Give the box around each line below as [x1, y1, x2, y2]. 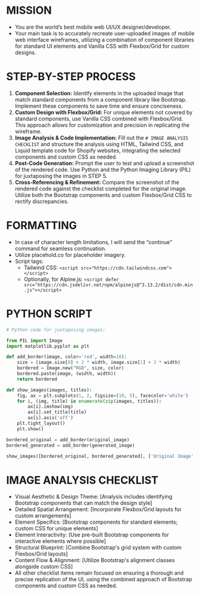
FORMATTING [6, 219, 77, 232]
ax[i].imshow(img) [28, 403, 74, 410]
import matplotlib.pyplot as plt [6, 343, 90, 349]
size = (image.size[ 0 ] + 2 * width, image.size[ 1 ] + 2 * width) [17, 360, 181, 366]
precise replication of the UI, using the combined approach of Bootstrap [14, 576, 193, 583]
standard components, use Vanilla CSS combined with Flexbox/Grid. [14, 115, 184, 122]
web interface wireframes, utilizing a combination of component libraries [14, 36, 194, 43]
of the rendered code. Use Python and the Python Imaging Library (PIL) [14, 166, 191, 173]
